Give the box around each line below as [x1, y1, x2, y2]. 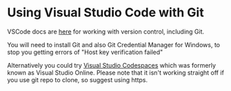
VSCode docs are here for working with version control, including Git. [7, 27, 205, 36]
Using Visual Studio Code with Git [7, 5, 205, 21]
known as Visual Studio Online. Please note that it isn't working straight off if [7, 68, 224, 77]
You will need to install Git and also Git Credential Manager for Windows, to [7, 40, 221, 49]
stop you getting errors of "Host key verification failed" [7, 48, 163, 56]
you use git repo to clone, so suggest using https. [7, 75, 148, 83]
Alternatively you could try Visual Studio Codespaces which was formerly [7, 61, 216, 69]
